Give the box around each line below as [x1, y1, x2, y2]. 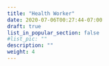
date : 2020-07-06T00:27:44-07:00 [7, 16, 103, 23]
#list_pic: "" [7, 36, 48, 43]
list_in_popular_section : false [7, 29, 99, 36]
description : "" [7, 42, 53, 49]
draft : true [7, 23, 41, 30]
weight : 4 [7, 49, 36, 56]
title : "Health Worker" [7, 10, 75, 17]
